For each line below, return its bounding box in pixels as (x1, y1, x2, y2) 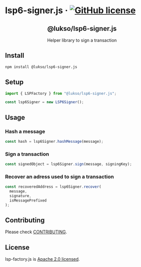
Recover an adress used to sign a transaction (5, 173, 114, 180)
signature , (9, 194, 32, 199)
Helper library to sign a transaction (47, 37, 117, 43)
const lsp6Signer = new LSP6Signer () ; (5, 100, 84, 105)
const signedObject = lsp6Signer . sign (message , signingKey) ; (5, 162, 132, 167)
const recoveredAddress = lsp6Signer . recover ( (5, 184, 101, 189)
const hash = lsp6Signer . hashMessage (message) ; (5, 139, 104, 144)
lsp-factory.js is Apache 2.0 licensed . (5, 256, 80, 262)
